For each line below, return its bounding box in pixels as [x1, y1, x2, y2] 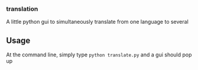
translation [6, 5, 38, 13]
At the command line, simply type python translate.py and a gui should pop [6, 51, 192, 58]
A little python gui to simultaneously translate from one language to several [6, 18, 189, 26]
